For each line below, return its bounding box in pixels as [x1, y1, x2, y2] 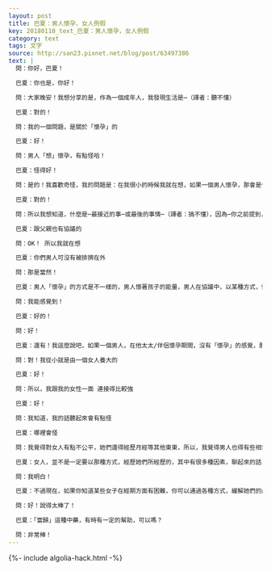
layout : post [8, 11, 52, 20]
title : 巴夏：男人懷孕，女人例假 [8, 19, 106, 27]
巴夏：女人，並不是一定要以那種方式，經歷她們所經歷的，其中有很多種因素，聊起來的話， [15, 458, 268, 466]
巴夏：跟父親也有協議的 [15, 225, 82, 233]
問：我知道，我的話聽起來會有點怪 [15, 414, 112, 422]
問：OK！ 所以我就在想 [15, 239, 81, 247]
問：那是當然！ [15, 268, 58, 277]
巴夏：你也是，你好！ [15, 78, 77, 87]
